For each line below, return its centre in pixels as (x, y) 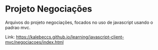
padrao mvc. (18, 27)
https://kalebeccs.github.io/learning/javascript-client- (70, 37)
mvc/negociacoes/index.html (34, 42)
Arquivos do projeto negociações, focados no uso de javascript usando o (79, 22)
